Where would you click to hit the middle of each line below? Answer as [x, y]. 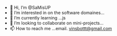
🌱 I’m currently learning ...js [38, 18]
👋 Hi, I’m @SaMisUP [30, 8]
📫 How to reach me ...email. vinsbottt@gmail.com [61, 28]
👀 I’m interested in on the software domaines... [57, 13]
